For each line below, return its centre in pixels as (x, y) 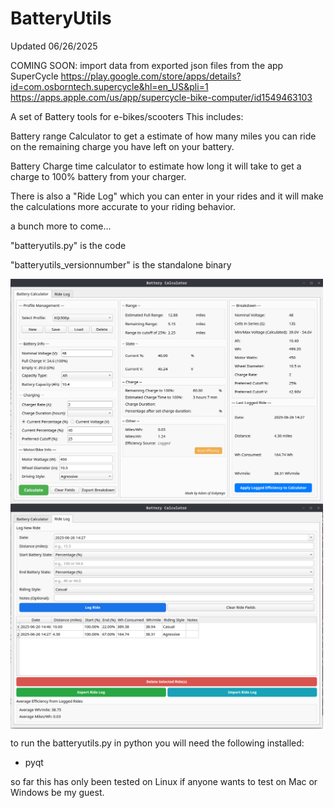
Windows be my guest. (57, 793)
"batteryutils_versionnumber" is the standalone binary (121, 264)
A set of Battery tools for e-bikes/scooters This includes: (127, 116)
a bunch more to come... (61, 226)
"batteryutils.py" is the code (68, 245)
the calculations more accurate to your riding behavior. (123, 206)
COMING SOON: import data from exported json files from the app (147, 65)
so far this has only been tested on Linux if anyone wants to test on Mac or (164, 782)
